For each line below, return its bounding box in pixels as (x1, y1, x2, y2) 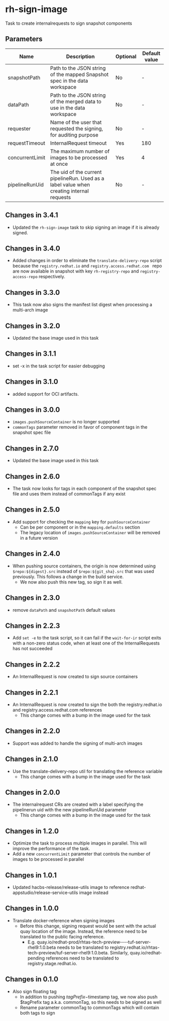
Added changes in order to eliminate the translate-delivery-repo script (12, 258, 162, 264)
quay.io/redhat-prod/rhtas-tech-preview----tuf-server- (37, 939, 151, 945)
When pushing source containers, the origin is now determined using (12, 563, 156, 569)
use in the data (50, 104, 86, 111)
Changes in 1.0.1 (5, 871, 57, 879)
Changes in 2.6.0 (5, 472, 60, 481)
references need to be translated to (46, 955, 119, 961)
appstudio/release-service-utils (12, 889, 78, 896)
